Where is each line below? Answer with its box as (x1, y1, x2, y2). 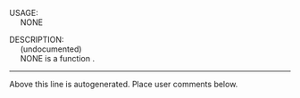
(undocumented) (20, 44, 82, 54)
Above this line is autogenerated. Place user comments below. (9, 79, 238, 89)
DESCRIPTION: (9, 35, 64, 45)
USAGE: (9, 8, 38, 18)
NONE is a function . (20, 53, 96, 63)
